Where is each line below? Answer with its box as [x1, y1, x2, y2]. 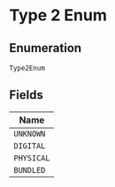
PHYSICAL [13, 153, 50, 163]
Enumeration [9, 41, 82, 56]
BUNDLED [13, 165, 46, 175]
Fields [9, 87, 44, 102]
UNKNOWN [13, 129, 46, 138]
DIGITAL [13, 140, 46, 151]
